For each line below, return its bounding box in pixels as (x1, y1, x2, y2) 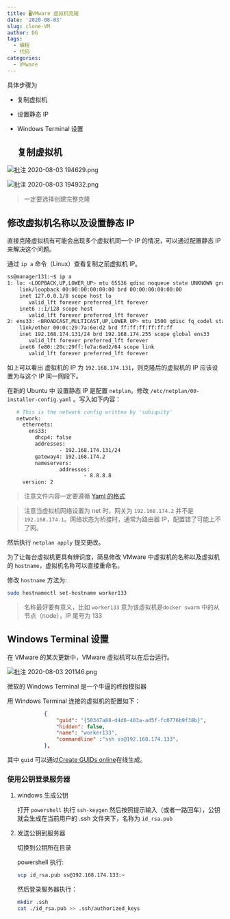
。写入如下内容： (73, 395, 122, 403)
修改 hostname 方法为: (7, 576, 67, 584)
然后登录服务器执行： (16, 885, 77, 894)
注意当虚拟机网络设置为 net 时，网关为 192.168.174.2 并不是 (23, 507, 194, 515)
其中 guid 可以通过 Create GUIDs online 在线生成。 (7, 756, 146, 764)
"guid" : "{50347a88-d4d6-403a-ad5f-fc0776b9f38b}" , (55, 717, 207, 724)
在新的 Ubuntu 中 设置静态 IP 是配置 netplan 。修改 (7, 386, 149, 394)
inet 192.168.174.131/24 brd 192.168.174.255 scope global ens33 (19, 331, 210, 338)
